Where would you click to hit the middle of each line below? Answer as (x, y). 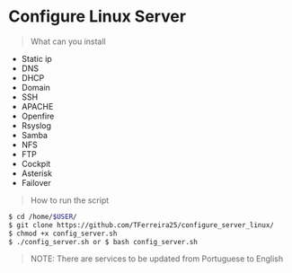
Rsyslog (36, 125)
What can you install (68, 41)
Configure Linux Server (97, 17)
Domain (36, 87)
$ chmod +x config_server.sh (63, 233)
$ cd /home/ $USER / (43, 216)
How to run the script (70, 200)
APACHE (37, 106)
